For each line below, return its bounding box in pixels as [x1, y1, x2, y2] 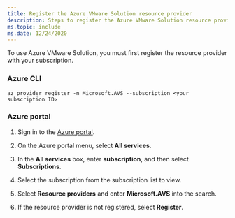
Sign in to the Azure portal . [17, 127, 95, 136]
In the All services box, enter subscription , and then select [17, 154, 189, 163]
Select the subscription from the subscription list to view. [17, 175, 182, 184]
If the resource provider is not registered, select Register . [17, 203, 184, 211]
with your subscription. [7, 57, 73, 65]
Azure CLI [7, 74, 42, 84]
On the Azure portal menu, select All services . [17, 141, 152, 150]
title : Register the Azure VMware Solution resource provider [7, 10, 192, 17]
